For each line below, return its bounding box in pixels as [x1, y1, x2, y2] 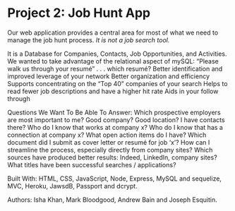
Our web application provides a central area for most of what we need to [7, 28, 219, 37]
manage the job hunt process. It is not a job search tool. [7, 35, 170, 44]
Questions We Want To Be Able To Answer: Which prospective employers [7, 108, 221, 116]
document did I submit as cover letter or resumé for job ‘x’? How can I [7, 138, 210, 146]
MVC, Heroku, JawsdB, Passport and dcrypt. [7, 181, 138, 190]
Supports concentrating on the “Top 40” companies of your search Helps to [7, 79, 228, 88]
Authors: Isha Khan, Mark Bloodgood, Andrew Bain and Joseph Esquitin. [7, 195, 217, 204]
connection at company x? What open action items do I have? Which [7, 131, 207, 139]
